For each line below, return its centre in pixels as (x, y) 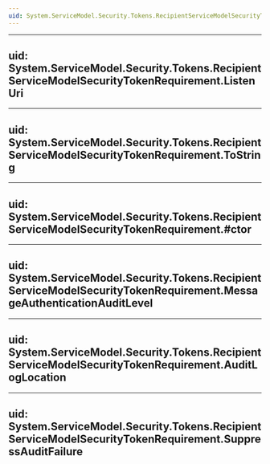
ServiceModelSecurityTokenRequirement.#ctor (130, 229)
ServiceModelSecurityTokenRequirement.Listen (132, 81)
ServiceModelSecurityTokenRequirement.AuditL (133, 365)
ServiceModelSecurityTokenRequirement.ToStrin (135, 155)
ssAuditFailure (46, 452)
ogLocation (37, 378)
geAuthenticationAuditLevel (81, 303)
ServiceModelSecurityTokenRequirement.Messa (133, 291)
